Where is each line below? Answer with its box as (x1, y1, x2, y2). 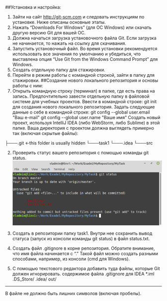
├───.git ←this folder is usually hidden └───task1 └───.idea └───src (5, 140, 153, 146)
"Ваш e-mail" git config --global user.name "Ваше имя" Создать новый (12, 115, 161, 120)
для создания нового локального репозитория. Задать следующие (12, 104, 155, 110)
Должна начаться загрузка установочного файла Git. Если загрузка (12, 35, 157, 41)
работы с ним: (12, 83, 43, 89)
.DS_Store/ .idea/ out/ (12, 276, 57, 282)
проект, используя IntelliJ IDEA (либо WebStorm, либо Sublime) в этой (12, 120, 160, 126)
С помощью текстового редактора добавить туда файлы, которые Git (12, 265, 160, 271)
